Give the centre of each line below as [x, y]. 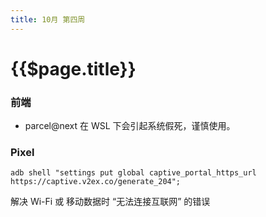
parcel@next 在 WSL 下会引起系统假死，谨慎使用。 [130, 126]
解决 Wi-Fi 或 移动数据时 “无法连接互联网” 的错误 [110, 202]
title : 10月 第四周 [48, 19]
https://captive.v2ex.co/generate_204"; [96, 182]
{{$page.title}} [73, 68]
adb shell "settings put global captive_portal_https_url [133, 173]
